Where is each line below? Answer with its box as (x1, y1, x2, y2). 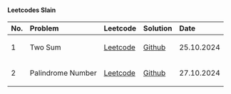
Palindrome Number (29, 68, 98, 78)
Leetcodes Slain (7, 6, 56, 14)
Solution (143, 23, 173, 33)
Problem (29, 23, 59, 33)
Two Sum (29, 42, 62, 52)
